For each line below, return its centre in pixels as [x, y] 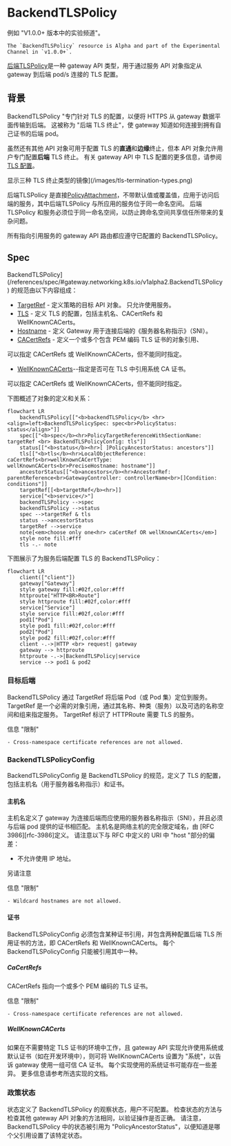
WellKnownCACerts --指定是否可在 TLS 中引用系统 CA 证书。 [103, 369]
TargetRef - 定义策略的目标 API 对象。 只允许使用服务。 [96, 304]
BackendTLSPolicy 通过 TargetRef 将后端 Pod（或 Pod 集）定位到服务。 [109, 697]
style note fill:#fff [50, 538]
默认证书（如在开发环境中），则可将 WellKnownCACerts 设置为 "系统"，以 [111, 1056]
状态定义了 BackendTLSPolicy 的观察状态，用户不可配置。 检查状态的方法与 [115, 1109]
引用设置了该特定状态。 [52, 1135]
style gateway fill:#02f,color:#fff [72, 590]
